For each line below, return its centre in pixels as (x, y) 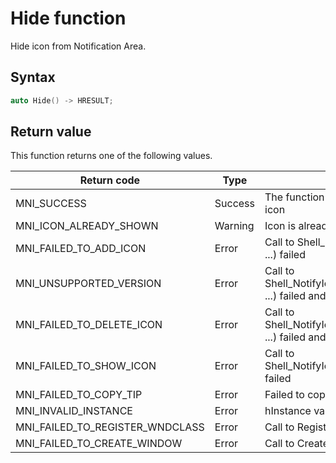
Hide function (68, 18)
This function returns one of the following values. (111, 156)
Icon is (280, 226)
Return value (51, 132)
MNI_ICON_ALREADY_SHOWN (87, 226)
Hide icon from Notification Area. (78, 46)
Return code (110, 180)
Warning (234, 226)
